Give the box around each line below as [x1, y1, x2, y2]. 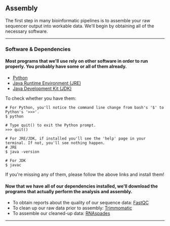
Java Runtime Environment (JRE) [12, 80, 81, 86]
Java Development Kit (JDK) [12, 85, 72, 92]
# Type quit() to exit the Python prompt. [5, 122, 96, 128]
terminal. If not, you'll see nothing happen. [5, 140, 105, 146]
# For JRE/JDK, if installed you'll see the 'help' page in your [5, 136, 146, 141]
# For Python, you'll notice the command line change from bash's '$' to [5, 105, 164, 110]
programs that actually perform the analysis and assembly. [5, 188, 133, 194]
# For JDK [5, 158, 26, 163]
